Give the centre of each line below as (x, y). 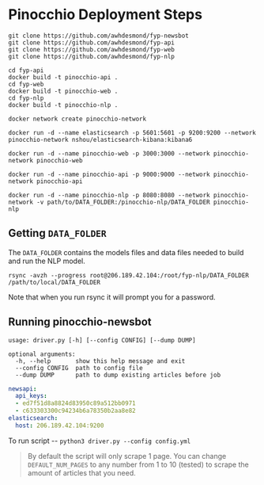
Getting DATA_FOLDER (57, 233)
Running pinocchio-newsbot (80, 322)
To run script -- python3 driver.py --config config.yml (100, 441)
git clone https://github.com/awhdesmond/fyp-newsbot (99, 36)
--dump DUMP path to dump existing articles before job (118, 375)
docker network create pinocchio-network (77, 119)
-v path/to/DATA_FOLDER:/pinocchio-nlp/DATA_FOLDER (124, 202)
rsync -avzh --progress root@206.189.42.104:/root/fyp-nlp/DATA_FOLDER (128, 275)
